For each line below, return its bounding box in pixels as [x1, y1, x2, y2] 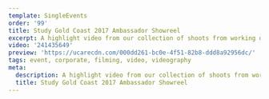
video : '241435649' [8, 42, 74, 49]
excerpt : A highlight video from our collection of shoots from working [8, 34, 256, 42]
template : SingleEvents [8, 11, 88, 20]
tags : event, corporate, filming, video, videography [8, 57, 192, 65]
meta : [8, 64, 26, 72]
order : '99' [8, 19, 48, 27]
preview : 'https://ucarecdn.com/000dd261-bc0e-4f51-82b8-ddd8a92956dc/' [8, 49, 256, 57]
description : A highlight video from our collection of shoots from [15, 71, 249, 79]
